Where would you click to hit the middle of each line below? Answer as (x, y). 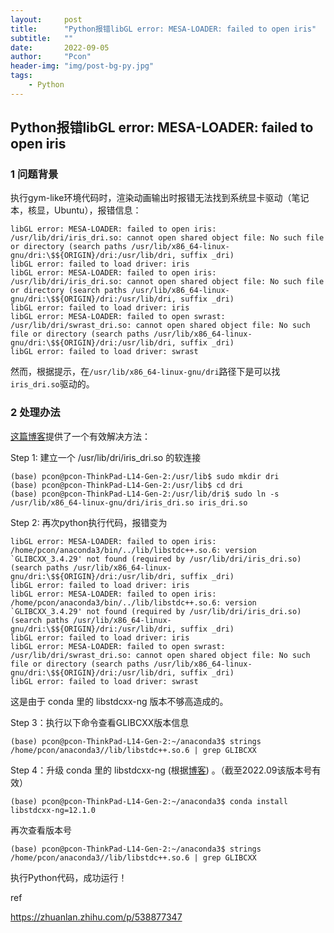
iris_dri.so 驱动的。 (52, 384)
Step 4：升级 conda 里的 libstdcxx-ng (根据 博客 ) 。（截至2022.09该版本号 (161, 770)
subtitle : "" (42, 38)
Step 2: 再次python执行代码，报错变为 (89, 522)
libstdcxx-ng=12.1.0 (53, 810)
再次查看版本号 (41, 830)
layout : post (46, 19)
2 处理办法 (35, 413)
